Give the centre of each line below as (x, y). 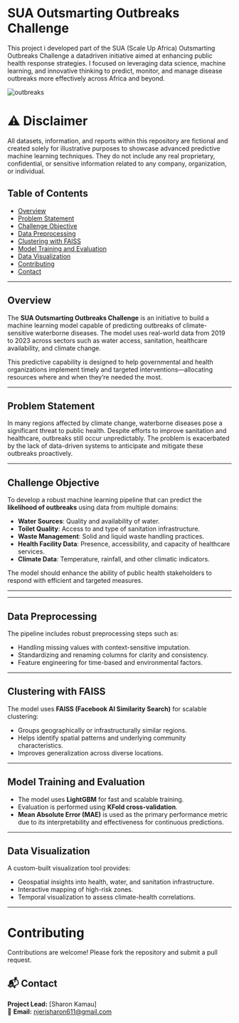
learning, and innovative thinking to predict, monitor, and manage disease (115, 71)
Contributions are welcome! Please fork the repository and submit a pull (113, 952)
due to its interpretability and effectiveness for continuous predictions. (121, 822)
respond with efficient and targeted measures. (75, 581)
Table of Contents (48, 194)
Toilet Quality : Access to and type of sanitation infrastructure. (109, 529)
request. (20, 960)
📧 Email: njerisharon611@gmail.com (60, 1012)
